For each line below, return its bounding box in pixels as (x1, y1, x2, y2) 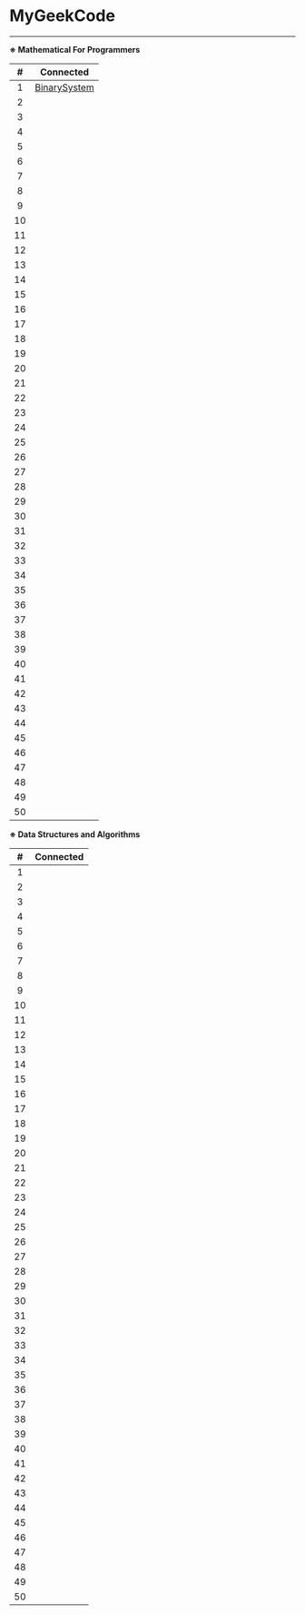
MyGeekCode (9, 5, 116, 26)
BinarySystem (34, 81, 94, 94)
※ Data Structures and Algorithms (9, 829, 141, 840)
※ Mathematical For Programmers (9, 44, 141, 55)
